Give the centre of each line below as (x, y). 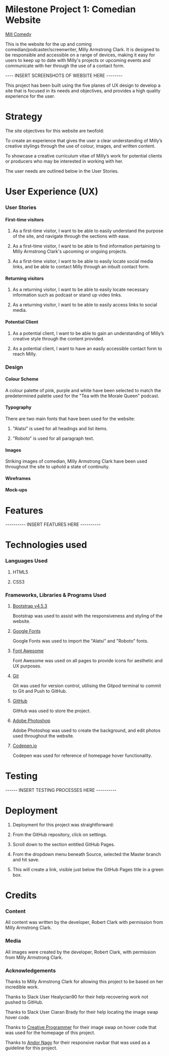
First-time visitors (25, 219)
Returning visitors (25, 278)
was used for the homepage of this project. (50, 1033)
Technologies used (46, 545)
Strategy (24, 117)
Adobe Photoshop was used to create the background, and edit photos (87, 730)
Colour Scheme (22, 379)
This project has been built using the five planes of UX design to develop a (83, 85)
